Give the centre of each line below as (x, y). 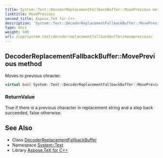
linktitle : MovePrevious (30, 14)
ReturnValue (20, 97)
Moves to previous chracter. (33, 75)
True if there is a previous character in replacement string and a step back (79, 107)
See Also (19, 128)
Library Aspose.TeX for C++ (40, 150)
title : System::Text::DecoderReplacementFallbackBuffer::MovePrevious (78, 9)
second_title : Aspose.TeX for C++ (40, 18)
